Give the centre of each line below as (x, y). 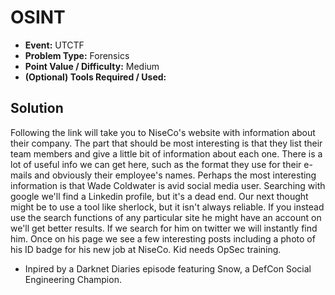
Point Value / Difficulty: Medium (92, 66)
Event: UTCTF (54, 45)
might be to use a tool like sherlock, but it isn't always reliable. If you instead (167, 207)
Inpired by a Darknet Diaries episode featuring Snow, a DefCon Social (168, 268)
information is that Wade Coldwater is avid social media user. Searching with (168, 185)
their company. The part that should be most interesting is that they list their (166, 143)
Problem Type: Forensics (77, 55)
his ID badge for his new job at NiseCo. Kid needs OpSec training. (146, 249)
